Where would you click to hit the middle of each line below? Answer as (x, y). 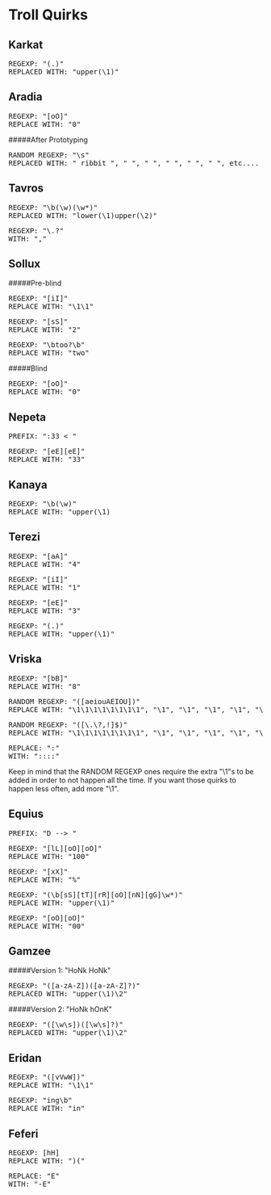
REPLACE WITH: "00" (47, 926)
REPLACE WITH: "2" (45, 330)
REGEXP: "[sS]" (38, 322)
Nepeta (27, 417)
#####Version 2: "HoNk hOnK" (60, 1009)
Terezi (24, 537)
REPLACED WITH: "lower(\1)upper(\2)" (83, 215)
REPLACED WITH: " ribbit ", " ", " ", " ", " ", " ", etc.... (134, 163)
